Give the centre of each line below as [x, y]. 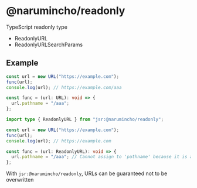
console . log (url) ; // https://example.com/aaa [64, 87]
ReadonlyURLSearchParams [49, 45]
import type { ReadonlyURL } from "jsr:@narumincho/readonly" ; [85, 119]
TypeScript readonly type [37, 27]
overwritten [20, 180]
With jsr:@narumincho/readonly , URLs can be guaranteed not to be [87, 173]
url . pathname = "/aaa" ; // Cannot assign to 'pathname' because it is [99, 157]
